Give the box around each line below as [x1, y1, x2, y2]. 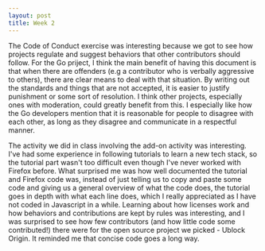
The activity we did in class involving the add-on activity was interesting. [8, 141, 247, 150]
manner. [8, 125, 36, 135]
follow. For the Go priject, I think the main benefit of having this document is [8, 57, 257, 68]
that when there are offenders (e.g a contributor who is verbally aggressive [8, 66, 255, 75]
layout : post [8, 11, 52, 20]
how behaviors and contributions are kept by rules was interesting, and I [8, 208, 245, 218]
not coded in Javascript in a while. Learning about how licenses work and [8, 199, 250, 209]
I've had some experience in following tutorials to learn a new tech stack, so [8, 149, 257, 159]
